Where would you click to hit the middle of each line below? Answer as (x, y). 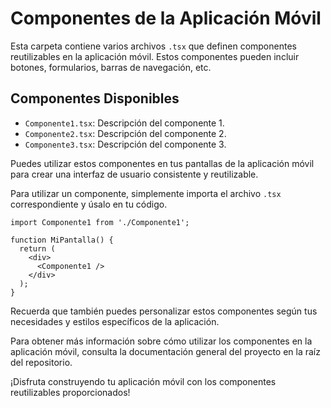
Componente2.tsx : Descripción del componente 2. (125, 133)
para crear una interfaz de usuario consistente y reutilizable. (134, 174)
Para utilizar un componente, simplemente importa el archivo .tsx (146, 193)
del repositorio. (41, 362)
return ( (37, 248)
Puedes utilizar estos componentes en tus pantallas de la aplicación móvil (162, 163)
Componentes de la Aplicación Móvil (166, 18)
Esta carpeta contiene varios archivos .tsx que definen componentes (153, 46)
